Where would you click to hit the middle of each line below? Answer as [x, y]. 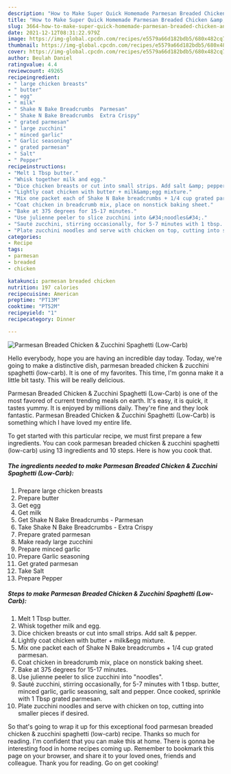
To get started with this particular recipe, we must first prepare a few [105, 436]
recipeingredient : [34, 77]
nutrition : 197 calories [43, 288]
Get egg [29, 505]
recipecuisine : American [43, 294]
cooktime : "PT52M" [34, 307]
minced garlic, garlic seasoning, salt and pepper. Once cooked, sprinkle [119, 691]
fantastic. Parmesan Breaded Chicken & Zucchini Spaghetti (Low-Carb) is [111, 415]
